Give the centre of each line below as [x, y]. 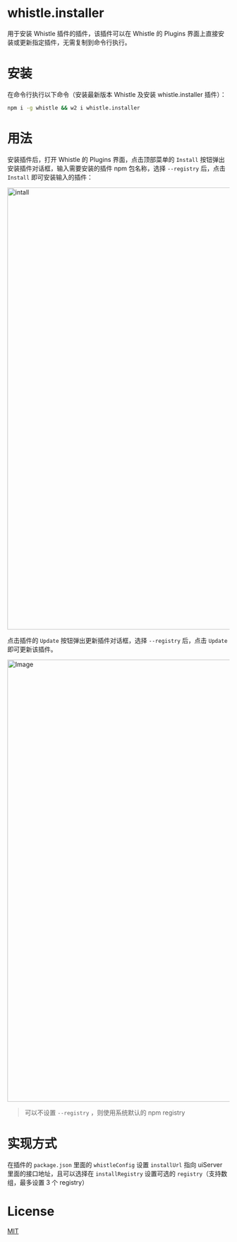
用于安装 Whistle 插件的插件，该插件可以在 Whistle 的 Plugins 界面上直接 [113, 33]
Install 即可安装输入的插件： [50, 177]
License [31, 1211]
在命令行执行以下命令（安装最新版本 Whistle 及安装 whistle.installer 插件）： [117, 94]
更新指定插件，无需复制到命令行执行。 [75, 42]
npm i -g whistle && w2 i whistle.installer [74, 108]
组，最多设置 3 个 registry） [48, 1182]
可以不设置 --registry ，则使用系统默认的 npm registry [105, 1113]
